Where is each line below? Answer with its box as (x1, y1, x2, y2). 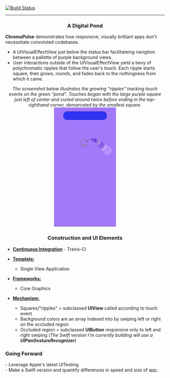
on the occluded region (20, 321, 69, 327)
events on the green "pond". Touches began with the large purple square (9, 91, 161, 97)
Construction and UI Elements (47, 234, 123, 242)
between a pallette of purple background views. (12, 54, 113, 60)
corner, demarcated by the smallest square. (50, 102, 142, 108)
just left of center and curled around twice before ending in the (14, 96, 146, 102)
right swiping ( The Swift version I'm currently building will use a (20, 332, 153, 338)
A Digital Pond (67, 22, 103, 29)
